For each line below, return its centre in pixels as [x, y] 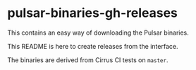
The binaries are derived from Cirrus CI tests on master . [88, 60]
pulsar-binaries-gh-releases [93, 13]
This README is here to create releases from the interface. [93, 46]
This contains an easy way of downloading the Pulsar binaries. [98, 33]
